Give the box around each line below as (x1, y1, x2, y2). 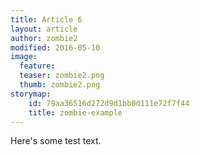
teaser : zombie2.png (19, 71, 105, 81)
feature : (19, 61, 56, 71)
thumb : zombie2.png (19, 80, 101, 90)
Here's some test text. (10, 135, 102, 147)
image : (10, 52, 38, 62)
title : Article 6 (10, 14, 83, 25)
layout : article (10, 24, 78, 34)
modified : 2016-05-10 (10, 42, 101, 53)
